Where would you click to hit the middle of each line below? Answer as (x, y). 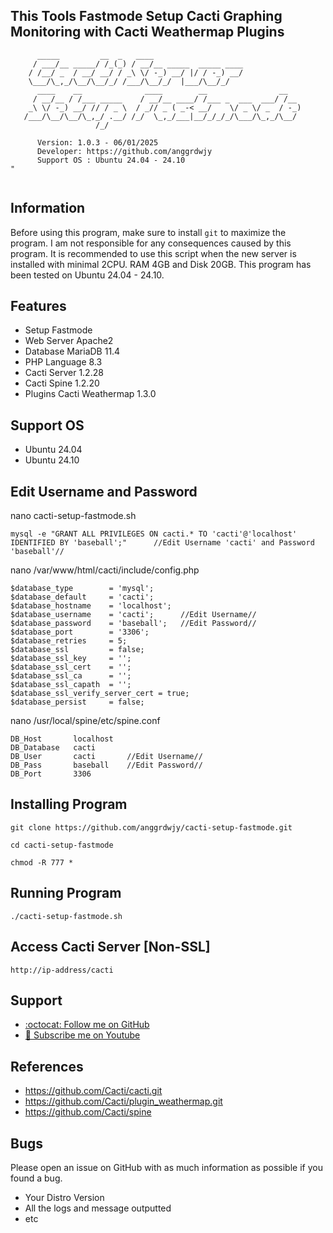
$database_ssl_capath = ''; (71, 685)
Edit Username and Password (104, 491)
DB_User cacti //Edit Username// (106, 757)
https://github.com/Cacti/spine (88, 1112)
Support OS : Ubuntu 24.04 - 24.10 (111, 160)
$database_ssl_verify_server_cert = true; (100, 694)
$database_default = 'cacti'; (82, 597)
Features (38, 306)
